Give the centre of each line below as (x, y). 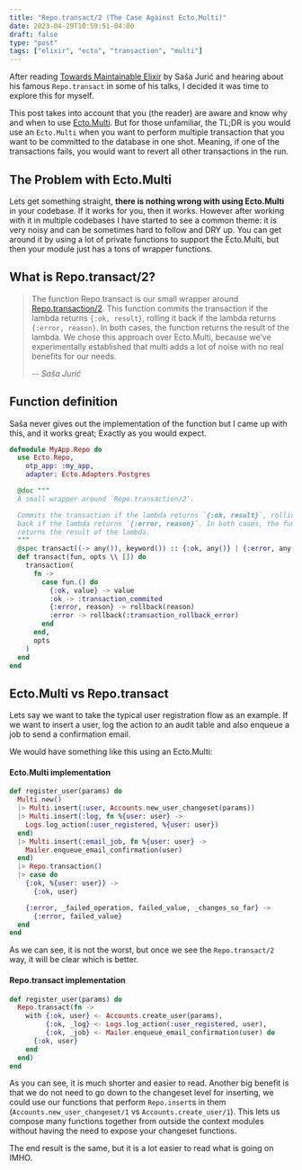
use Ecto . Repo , (46, 458)
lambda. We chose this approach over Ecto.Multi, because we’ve (151, 337)
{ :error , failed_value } (78, 916)
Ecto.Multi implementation (60, 772)
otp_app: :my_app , (60, 466)
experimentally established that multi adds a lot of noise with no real (158, 346)
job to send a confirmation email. (70, 734)
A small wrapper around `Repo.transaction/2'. (106, 499)
